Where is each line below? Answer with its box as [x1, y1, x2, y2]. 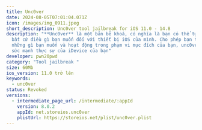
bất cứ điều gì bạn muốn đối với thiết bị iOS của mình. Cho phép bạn [11, 37, 192, 43]
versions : [6, 92, 31, 98]
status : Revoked [6, 87, 47, 93]
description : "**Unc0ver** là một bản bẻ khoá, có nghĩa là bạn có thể [6, 31, 189, 37]
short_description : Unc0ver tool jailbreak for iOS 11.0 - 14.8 [6, 25, 171, 32]
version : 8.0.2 [17, 103, 55, 110]
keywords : [6, 75, 31, 81]
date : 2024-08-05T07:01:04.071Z [6, 14, 87, 20]
